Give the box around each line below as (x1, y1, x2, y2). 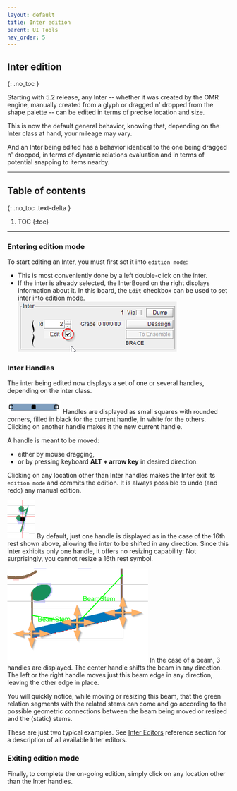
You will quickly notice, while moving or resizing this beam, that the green (7, 692, 221, 701)
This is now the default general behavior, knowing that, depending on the (7, 122, 220, 131)
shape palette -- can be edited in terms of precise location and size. (7, 108, 205, 116)
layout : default (7, 11, 55, 18)
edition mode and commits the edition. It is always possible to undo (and (7, 478, 218, 487)
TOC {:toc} (17, 217, 49, 226)
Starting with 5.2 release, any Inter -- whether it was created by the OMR (7, 93, 219, 102)
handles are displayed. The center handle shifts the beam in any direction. (7, 663, 222, 672)
